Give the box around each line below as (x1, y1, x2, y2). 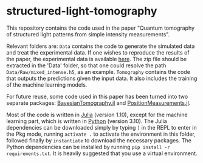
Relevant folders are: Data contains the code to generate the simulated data (6, 42, 195, 50)
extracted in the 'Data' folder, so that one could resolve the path (6, 62, 167, 69)
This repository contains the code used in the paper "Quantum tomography (6, 24, 195, 32)
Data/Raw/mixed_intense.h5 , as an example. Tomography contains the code (6, 68, 190, 75)
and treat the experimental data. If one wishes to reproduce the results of (6, 48, 190, 56)
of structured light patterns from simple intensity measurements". (6, 30, 170, 38)
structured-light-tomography (6, 4, 157, 18)
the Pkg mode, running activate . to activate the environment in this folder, (6, 130, 196, 138)
